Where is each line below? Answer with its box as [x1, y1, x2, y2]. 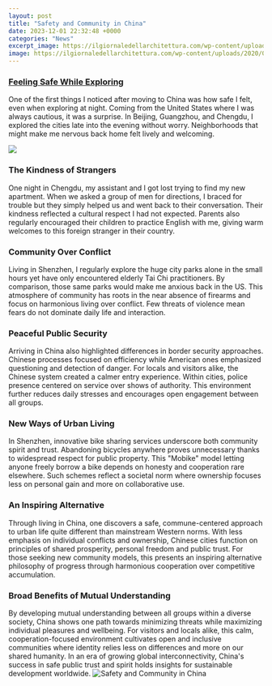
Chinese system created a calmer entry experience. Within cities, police [8, 372, 249, 381]
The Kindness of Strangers [8, 164, 117, 176]
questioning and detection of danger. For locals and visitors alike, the [8, 364, 239, 373]
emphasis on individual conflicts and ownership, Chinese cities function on [8, 535, 258, 545]
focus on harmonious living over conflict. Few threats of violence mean [8, 299, 245, 309]
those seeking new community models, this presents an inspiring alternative [8, 552, 262, 562]
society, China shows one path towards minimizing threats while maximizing [8, 617, 263, 627]
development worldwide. [8, 669, 91, 679]
